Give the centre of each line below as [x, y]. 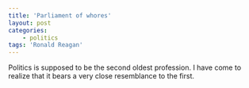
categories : [28, 30]
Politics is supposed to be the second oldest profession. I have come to [125, 67]
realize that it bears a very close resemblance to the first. [101, 76]
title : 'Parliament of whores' [60, 15]
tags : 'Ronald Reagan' [46, 45]
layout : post [30, 23]
